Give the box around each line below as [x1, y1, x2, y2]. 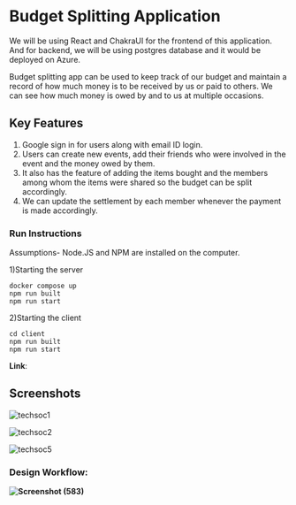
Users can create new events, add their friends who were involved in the [21, 149, 286, 159]
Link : [9, 361, 28, 371]
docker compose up [9, 281, 77, 291]
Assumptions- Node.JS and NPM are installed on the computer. [9, 248, 240, 258]
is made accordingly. [21, 205, 99, 216]
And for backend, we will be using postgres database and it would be [9, 44, 262, 55]
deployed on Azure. [9, 54, 81, 65]
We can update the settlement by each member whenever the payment [21, 195, 282, 206]
